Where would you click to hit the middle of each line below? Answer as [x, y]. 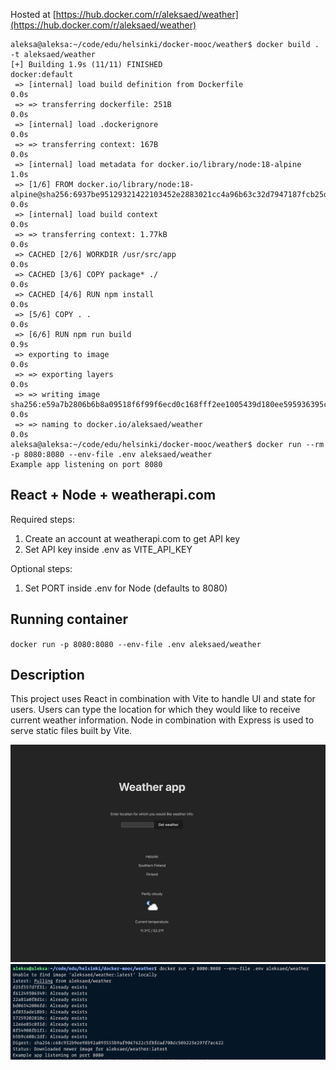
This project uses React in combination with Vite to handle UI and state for [163, 699]
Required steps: [42, 519]
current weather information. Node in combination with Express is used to [162, 720]
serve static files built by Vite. [71, 731]
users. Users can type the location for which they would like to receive [155, 710]
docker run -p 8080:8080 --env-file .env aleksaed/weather [136, 644]
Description [47, 675]
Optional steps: [41, 568]
